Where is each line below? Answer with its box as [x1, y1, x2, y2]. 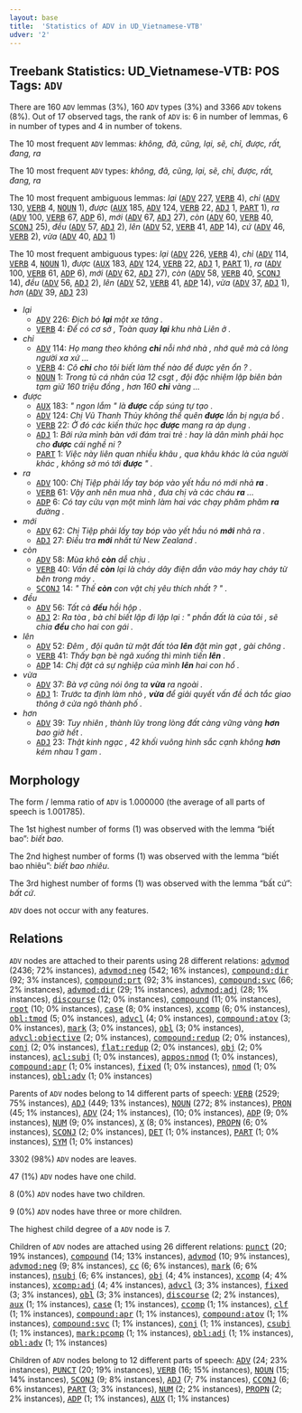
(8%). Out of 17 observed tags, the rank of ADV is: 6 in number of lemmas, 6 [9, 111, 288, 122]
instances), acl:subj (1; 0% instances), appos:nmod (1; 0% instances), [9, 1050, 279, 1062]
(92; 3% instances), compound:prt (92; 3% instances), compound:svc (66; [9, 974, 294, 985]
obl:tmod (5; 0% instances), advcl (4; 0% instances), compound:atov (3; [9, 1013, 291, 1023]
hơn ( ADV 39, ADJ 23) [9, 287, 88, 298]
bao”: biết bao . [9, 834, 65, 843]
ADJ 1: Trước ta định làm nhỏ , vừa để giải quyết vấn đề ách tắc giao [35, 689, 291, 700]
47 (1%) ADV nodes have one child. [9, 1171, 137, 1182]
